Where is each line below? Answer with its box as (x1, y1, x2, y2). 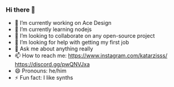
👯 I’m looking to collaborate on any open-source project (14, 32, 155, 40)
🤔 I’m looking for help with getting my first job (14, 39, 129, 46)
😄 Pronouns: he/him (14, 67, 67, 75)
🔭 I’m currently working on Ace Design (14, 19, 112, 27)
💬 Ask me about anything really (14, 45, 93, 52)
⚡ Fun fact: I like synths (14, 74, 74, 82)
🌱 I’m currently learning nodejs (14, 26, 92, 33)
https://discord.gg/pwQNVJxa (14, 61, 90, 68)
